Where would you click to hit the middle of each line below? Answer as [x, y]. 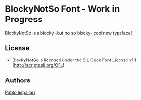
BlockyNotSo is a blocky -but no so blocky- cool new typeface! [69, 33]
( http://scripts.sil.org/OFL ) [38, 65]
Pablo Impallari [20, 92]
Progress [24, 19]
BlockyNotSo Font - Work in [62, 9]
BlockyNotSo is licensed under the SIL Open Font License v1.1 [74, 60]
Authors [18, 81]
